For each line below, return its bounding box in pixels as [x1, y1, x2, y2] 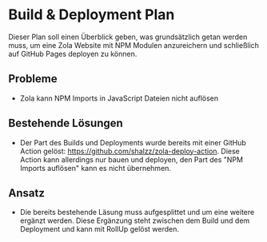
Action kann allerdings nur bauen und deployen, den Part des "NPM [19, 154, 244, 165]
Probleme [8, 72, 58, 85]
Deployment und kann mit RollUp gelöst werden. [19, 224, 180, 234]
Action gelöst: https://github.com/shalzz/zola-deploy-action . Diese [19, 146, 240, 156]
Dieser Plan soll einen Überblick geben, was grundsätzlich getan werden [8, 32, 248, 42]
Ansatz [8, 186, 46, 200]
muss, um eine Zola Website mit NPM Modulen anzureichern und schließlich [8, 40, 260, 50]
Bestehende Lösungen [8, 117, 124, 130]
